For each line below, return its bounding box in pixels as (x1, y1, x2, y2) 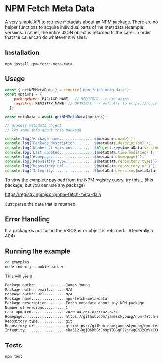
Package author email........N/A (5, 287, 73, 292)
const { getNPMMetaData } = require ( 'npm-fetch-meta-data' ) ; (5, 87, 131, 92)
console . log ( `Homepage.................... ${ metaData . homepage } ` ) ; (5, 155, 145, 159)
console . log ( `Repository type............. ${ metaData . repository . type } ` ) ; (5, 159, 160, 164)
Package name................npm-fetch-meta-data (5, 296, 108, 301)
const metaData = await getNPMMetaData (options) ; (5, 114, 108, 119)
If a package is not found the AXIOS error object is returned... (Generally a (5, 228, 153, 234)
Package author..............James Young (5, 282, 90, 287)
